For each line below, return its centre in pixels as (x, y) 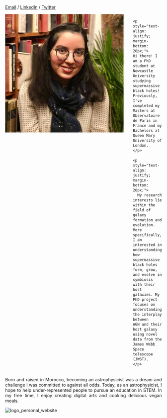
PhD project (145, 300)
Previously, (145, 96)
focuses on (144, 305)
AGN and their (147, 325)
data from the (147, 339)
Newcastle (143, 71)
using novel (145, 334)
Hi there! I (145, 56)
